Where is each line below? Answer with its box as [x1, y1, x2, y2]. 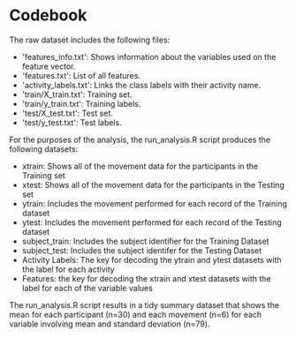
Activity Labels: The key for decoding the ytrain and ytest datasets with [21, 254, 282, 265]
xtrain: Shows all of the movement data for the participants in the [21, 161, 259, 171]
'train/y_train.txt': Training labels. [21, 98, 141, 109]
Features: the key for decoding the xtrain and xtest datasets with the [21, 273, 271, 283]
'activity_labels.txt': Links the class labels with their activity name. [21, 79, 262, 90]
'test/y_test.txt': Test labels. [21, 116, 122, 128]
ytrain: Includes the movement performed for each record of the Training [21, 198, 287, 208]
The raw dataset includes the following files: [9, 34, 171, 45]
